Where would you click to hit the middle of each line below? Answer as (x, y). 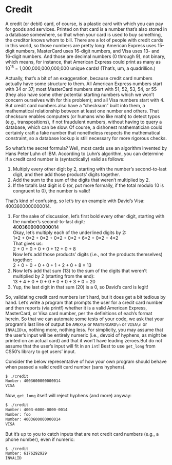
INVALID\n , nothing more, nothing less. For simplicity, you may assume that (84, 330)
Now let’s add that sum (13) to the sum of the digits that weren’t (80, 270)
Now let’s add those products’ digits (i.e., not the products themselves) (88, 254)
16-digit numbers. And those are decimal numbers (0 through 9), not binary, (85, 56)
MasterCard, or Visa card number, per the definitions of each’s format (79, 313)
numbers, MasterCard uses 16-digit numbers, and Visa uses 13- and (88, 51)
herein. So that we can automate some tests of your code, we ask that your (85, 319)
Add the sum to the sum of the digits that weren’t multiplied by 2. (81, 180)
